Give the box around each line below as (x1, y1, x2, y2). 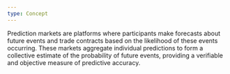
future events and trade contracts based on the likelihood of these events (7, 36, 218, 45)
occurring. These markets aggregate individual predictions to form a (7, 44, 204, 52)
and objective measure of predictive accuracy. (7, 58, 141, 66)
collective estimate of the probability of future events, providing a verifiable (7, 51, 223, 59)
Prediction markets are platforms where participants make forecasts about (7, 29, 221, 37)
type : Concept (7, 10, 49, 17)
